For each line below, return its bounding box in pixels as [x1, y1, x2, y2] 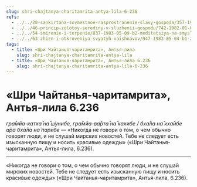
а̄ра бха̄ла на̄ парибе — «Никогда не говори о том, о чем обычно [6, 127, 171, 134]
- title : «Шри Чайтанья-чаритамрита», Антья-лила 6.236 [11, 57, 151, 63]
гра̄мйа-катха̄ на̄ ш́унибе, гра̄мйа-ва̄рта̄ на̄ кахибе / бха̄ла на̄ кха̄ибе [6, 120, 183, 127]
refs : [6, 14, 19, 20]
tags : [6, 42, 19, 47]
